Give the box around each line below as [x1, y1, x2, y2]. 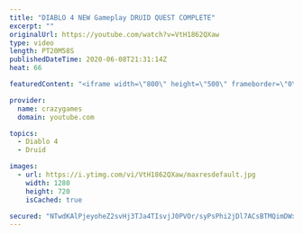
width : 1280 [25, 178, 70, 187]
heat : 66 [9, 64, 42, 73]
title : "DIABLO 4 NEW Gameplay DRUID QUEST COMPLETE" [9, 13, 216, 22]
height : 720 [25, 186, 70, 196]
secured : [9, 211, 42, 220]
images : [9, 162, 39, 171]
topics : [9, 129, 39, 138]
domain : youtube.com [17, 112, 95, 121]
